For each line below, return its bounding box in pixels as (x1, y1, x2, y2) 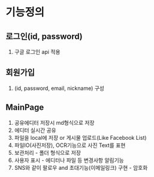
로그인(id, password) (5, 31, 83, 41)
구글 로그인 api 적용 (14, 49, 61, 55)
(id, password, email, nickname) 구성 (14, 85, 104, 92)
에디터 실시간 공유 (14, 127, 56, 134)
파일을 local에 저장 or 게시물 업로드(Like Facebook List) (14, 134, 147, 141)
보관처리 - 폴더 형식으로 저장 (14, 149, 81, 156)
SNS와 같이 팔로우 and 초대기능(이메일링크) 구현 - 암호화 (14, 164, 148, 171)
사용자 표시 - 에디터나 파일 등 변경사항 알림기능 (14, 157, 124, 164)
